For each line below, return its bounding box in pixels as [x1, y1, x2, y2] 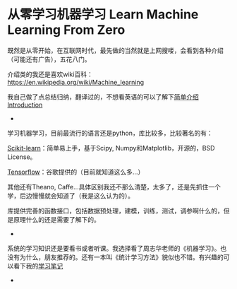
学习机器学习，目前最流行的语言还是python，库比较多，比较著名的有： [7, 129, 213, 137]
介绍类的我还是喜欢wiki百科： [7, 70, 93, 78]
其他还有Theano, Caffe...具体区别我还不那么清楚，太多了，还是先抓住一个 [7, 182, 221, 191]
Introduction [7, 100, 43, 109]
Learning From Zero [7, 22, 126, 38]
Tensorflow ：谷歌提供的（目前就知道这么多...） [7, 167, 145, 176]
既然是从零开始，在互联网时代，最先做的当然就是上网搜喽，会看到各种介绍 [7, 46, 224, 54]
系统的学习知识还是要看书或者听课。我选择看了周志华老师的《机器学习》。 [7, 244, 221, 252]
